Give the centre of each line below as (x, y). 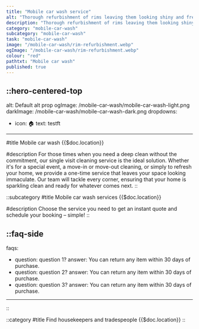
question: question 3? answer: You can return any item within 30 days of (103, 285)
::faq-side (25, 234)
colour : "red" (24, 56)
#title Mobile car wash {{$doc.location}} (55, 143)
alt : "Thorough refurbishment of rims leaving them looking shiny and (95, 17)
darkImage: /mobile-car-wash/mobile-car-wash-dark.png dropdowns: (92, 112)
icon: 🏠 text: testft (37, 124)
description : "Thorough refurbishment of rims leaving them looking (92, 23)
